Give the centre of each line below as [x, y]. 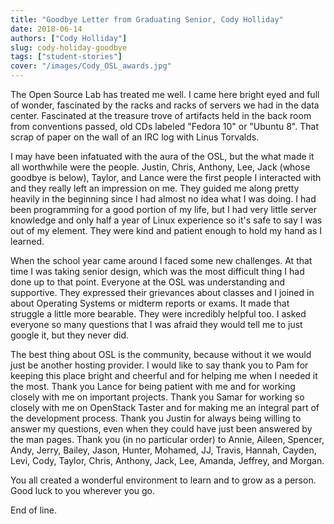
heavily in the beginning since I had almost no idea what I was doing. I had [163, 199]
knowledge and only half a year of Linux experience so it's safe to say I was [166, 220]
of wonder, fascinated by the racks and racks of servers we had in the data [165, 105]
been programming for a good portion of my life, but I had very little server [163, 209]
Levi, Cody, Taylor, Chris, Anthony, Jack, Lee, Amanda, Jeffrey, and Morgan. [167, 460]
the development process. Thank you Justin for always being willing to [156, 418]
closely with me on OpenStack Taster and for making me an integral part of [165, 407]
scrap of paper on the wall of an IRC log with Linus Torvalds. [135, 137]
